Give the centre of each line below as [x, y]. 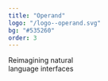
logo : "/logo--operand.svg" [55, 23]
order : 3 [23, 38]
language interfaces [41, 69]
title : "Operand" [37, 15]
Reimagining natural [41, 60]
